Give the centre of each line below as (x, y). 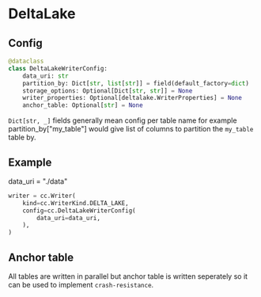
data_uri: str (45, 76)
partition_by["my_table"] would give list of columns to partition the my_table (131, 129)
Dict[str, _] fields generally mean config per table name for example (123, 120)
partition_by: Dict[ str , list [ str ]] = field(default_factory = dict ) (136, 83)
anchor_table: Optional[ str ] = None (83, 105)
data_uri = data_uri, (69, 218)
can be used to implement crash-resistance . (81, 285)
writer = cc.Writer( (42, 196)
